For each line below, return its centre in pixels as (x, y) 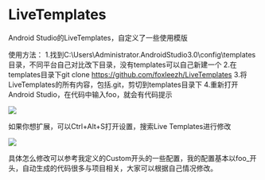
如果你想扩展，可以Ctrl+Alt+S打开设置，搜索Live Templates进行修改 (120, 126)
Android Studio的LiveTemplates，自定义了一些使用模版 (98, 37)
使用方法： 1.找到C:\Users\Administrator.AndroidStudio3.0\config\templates (132, 54)
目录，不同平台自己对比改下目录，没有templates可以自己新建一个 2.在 (123, 65)
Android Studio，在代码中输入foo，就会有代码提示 (90, 94)
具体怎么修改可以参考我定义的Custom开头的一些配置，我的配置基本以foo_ (129, 158)
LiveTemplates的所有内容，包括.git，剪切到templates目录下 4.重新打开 (123, 84)
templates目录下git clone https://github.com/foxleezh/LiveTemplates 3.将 (128, 74)
